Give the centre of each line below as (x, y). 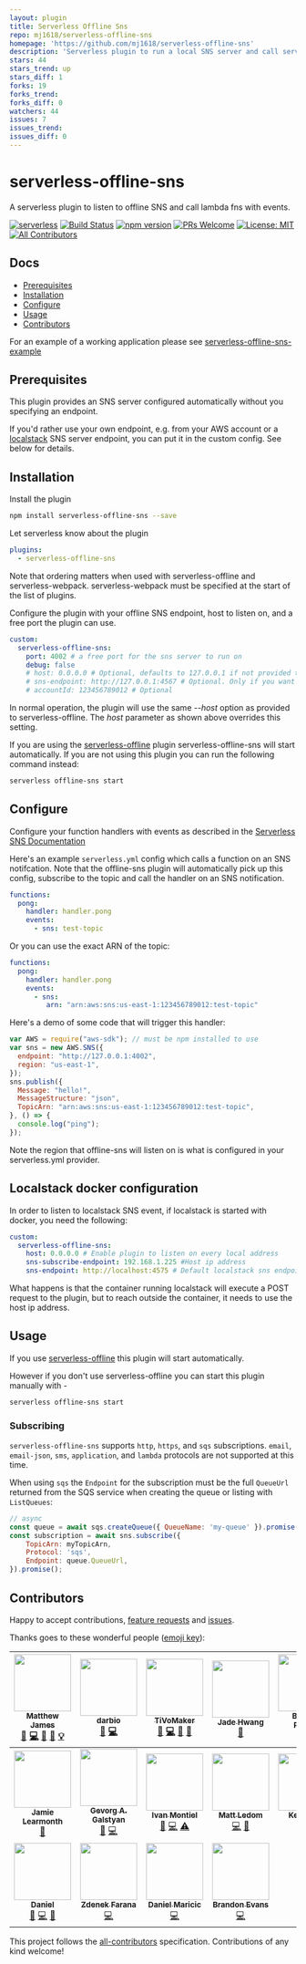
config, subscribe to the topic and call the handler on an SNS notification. (147, 878)
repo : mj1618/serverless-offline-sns (81, 35)
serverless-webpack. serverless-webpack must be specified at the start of (150, 586)
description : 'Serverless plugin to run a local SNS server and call (144, 52)
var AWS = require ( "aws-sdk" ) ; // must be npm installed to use (134, 1039)
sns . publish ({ (36, 1082)
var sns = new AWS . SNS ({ (56, 1048)
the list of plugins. (43, 595)
